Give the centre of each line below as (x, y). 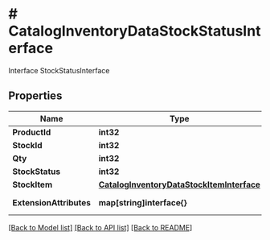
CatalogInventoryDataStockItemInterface (180, 184)
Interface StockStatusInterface (59, 70)
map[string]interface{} (143, 202)
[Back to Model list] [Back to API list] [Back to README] (100, 227)
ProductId (32, 132)
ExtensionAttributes (51, 202)
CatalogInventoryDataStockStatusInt (135, 31)
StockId (27, 145)
